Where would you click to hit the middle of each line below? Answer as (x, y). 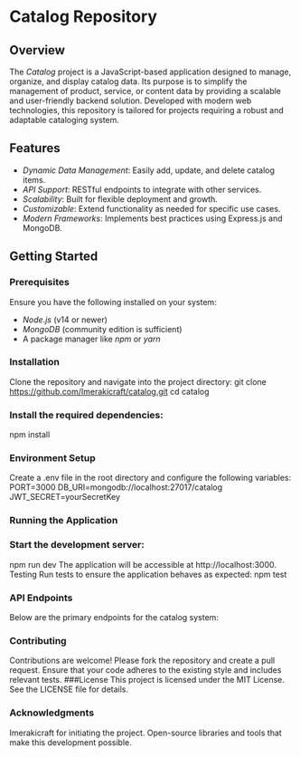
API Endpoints (41, 598)
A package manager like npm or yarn (91, 339)
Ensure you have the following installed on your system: (113, 302)
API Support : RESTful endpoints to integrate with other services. (142, 189)
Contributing (38, 640)
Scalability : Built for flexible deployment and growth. (120, 199)
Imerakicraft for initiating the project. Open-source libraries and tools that (145, 733)
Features (35, 148)
